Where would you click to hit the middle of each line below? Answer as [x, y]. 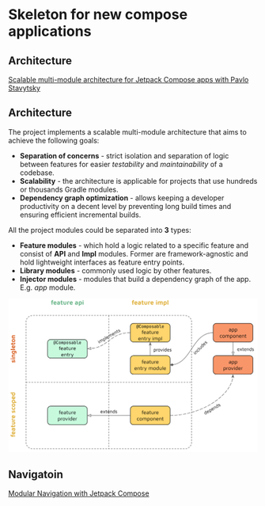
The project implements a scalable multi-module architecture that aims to [127, 131]
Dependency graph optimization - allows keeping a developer [122, 198]
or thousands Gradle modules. [69, 189]
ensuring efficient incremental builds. [80, 215]
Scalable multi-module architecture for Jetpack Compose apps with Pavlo [129, 80]
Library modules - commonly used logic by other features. [115, 270]
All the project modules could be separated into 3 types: [100, 230]
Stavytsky [25, 88]
